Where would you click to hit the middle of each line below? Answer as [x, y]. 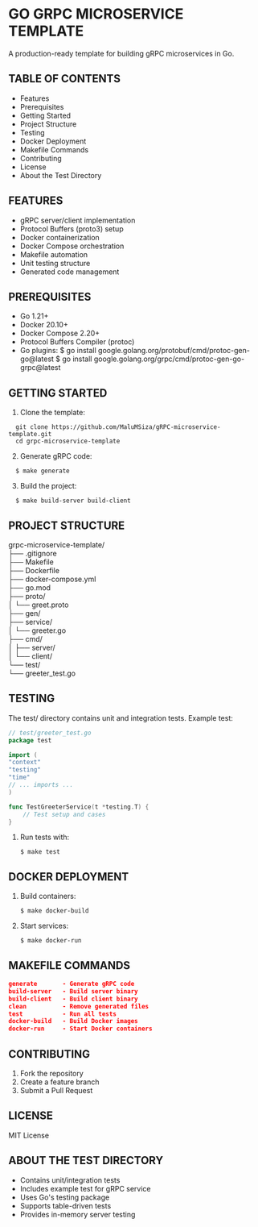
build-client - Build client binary [73, 999]
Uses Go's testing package [65, 1197]
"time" [19, 778]
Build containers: [48, 896]
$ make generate [43, 471]
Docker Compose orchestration [72, 246]
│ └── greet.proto [39, 605]
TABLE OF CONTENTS [64, 79]
